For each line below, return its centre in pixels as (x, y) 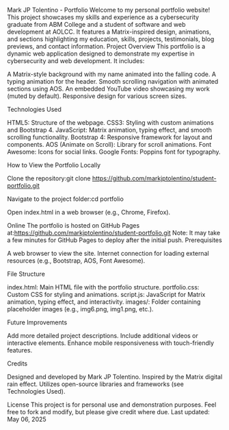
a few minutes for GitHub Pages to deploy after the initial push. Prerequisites (114, 240)
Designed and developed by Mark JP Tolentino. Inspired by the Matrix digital (115, 377)
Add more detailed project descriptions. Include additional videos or (103, 336)
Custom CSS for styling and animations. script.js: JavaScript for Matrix (106, 295)
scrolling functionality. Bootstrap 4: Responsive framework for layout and (110, 137)
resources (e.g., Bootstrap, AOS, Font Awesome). (76, 261)
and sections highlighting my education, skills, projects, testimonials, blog (111, 39)
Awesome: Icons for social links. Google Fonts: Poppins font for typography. (114, 152)
